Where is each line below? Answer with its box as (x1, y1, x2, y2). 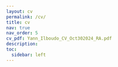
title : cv (6, 19, 31, 25)
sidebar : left (11, 52, 46, 58)
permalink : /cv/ (6, 14, 46, 20)
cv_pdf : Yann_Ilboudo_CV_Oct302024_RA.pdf (6, 36, 112, 41)
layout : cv (6, 8, 33, 15)
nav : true (6, 24, 31, 31)
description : (6, 41, 38, 47)
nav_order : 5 (6, 30, 38, 36)
